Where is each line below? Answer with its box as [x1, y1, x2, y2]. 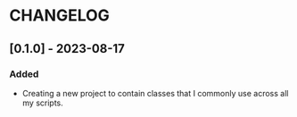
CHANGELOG [9, 5, 110, 26]
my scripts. [21, 97, 64, 108]
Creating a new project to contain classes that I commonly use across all [21, 88, 289, 98]
